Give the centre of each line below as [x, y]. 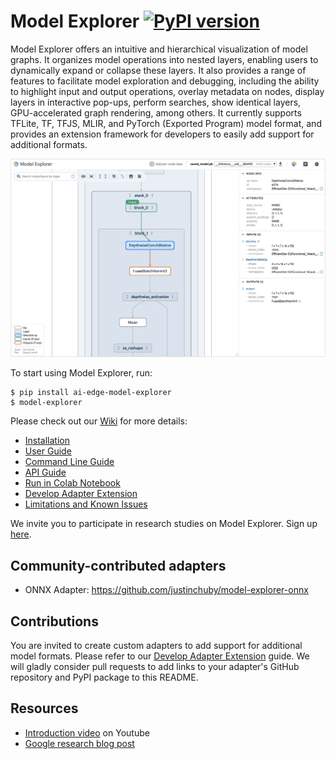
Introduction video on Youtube [87, 732]
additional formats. [49, 144]
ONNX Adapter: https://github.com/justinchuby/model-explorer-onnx [166, 590]
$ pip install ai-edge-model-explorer [91, 393]
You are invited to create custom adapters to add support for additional [156, 646]
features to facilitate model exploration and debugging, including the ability [165, 81]
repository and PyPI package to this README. [104, 677]
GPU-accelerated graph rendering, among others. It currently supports [156, 112]
